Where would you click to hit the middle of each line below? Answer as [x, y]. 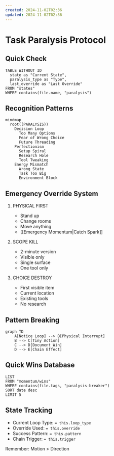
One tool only [34, 268]
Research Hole [34, 156]
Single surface [35, 262]
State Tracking [29, 410]
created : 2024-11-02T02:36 [34, 10]
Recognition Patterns [39, 108]
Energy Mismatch [32, 165]
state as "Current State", [38, 75]
